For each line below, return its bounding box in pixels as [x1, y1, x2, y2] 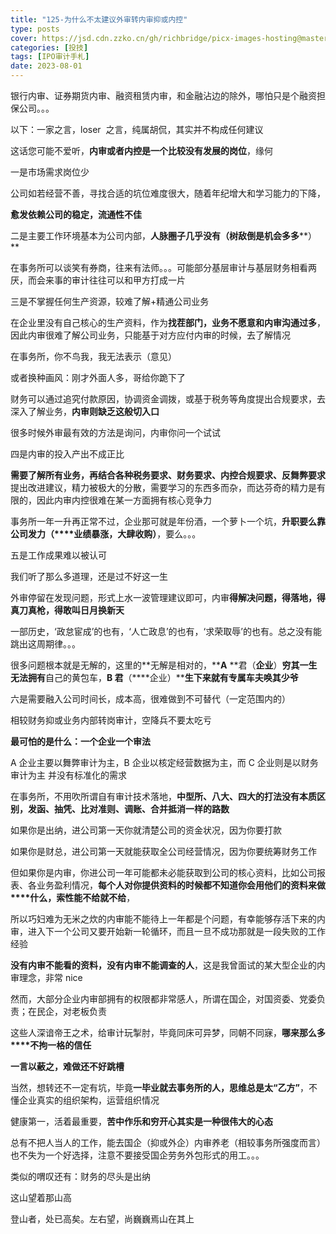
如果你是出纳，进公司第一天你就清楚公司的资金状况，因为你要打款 [10, 824, 282, 836]
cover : [10, 33, 38, 43]
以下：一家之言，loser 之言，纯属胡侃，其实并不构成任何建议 [10, 124, 264, 135]
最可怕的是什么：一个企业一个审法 [10, 736, 151, 747]
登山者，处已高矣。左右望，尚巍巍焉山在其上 [10, 1213, 195, 1225]
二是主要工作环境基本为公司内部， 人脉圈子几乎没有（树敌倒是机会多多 [10, 230, 300, 241]
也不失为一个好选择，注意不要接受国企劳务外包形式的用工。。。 [10, 1149, 265, 1161]
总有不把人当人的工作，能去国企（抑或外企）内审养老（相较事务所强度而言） [10, 1137, 326, 1148]
